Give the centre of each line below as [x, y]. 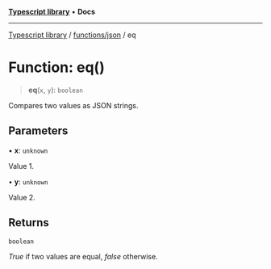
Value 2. [22, 197]
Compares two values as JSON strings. [73, 105]
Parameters [38, 131]
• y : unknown [28, 182]
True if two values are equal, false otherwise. [83, 256]
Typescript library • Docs [52, 12]
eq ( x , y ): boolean [55, 90]
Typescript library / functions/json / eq [72, 35]
